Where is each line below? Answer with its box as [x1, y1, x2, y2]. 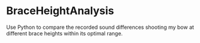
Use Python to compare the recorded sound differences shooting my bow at [6, 24, 195, 31]
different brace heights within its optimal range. [6, 29, 123, 37]
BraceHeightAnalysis [6, 4, 114, 18]
